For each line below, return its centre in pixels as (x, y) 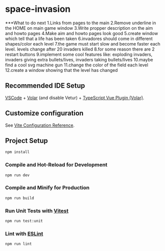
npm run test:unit (24, 221)
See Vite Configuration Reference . (40, 125)
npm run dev (17, 175)
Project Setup (27, 140)
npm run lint (19, 244)
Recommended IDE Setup (45, 86)
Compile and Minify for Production (47, 188)
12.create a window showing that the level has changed (62, 70)
